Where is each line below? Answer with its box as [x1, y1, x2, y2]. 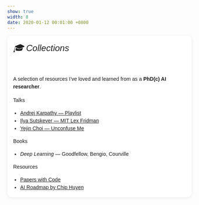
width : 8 [7, 14, 29, 20]
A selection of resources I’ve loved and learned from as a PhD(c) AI [13, 76, 167, 83]
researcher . [13, 83, 41, 90]
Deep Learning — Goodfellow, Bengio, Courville [20, 151, 129, 158]
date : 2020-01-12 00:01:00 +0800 [7, 19, 89, 25]
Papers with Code [20, 176, 61, 183]
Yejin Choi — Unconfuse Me [20, 125, 84, 132]
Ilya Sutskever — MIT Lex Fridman [20, 118, 99, 124]
